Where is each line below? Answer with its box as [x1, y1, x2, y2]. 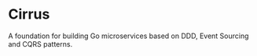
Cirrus [8, 5, 50, 23]
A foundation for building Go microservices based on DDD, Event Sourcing [8, 31, 249, 40]
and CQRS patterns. [8, 39, 73, 48]
